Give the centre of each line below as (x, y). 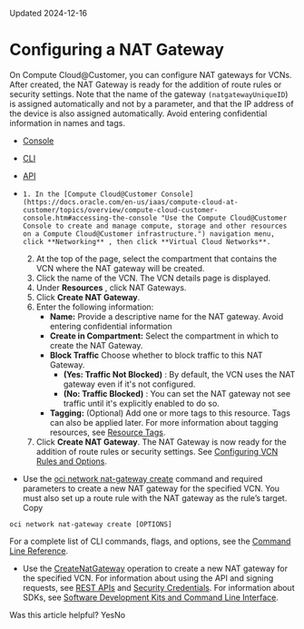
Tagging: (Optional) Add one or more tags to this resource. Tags (170, 413)
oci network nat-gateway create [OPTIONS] (91, 524)
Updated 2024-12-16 (49, 13)
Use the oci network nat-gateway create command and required (142, 478)
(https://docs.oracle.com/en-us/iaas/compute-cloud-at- (130, 202)
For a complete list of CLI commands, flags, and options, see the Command (150, 541)
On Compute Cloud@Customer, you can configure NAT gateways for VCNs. (151, 74)
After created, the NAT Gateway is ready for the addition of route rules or (146, 84)
